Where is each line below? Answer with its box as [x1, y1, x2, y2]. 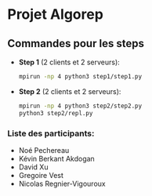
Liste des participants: [7, 128, 95, 139]
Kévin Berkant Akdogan [18, 154, 95, 163]
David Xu [18, 162, 49, 172]
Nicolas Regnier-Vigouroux [18, 179, 107, 188]
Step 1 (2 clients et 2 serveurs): [18, 57, 121, 67]
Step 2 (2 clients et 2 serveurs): [18, 86, 121, 96]
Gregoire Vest [18, 170, 64, 180]
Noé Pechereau [18, 145, 70, 154]
